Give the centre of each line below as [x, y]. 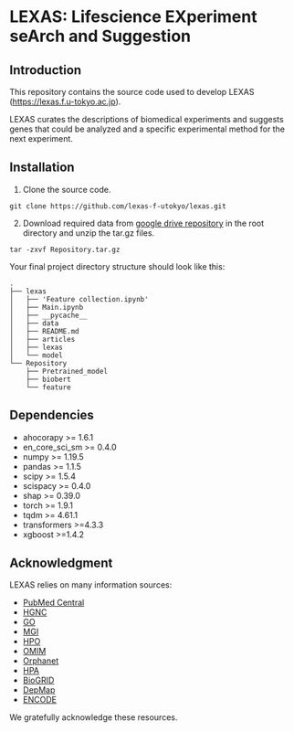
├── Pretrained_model [67, 371]
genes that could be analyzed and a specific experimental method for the [147, 129]
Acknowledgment [61, 563]
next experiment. [41, 138]
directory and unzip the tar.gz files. [89, 233]
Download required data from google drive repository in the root [143, 223]
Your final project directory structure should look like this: [117, 266]
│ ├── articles [42, 339]
